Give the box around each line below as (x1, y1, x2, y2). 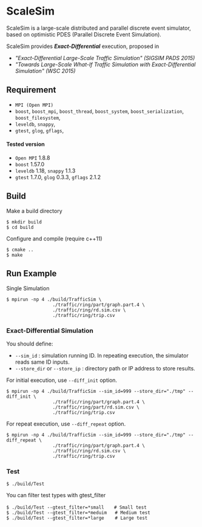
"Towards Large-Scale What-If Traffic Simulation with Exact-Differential (15, 61, 196, 68)
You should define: (6, 340, 53, 347)
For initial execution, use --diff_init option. (6, 376, 117, 384)
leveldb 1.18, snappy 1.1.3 (15, 167, 76, 174)
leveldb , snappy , (15, 120, 56, 127)
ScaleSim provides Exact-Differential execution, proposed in (6, 42, 160, 50)
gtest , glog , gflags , (15, 126, 64, 134)
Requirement (6, 85, 56, 95)
